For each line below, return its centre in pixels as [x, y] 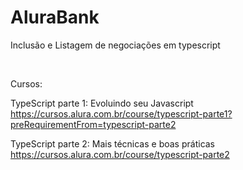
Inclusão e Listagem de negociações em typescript [115, 45]
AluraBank [55, 17]
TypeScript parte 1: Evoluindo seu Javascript [102, 103]
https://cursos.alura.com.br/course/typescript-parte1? [121, 113]
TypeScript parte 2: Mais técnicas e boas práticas [113, 143]
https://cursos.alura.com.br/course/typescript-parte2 [120, 154]
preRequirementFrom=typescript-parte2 [93, 124]
